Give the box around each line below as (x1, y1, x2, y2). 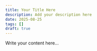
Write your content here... (5, 40, 59, 46)
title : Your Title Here (5, 7, 56, 13)
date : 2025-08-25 (5, 17, 42, 22)
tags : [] (5, 21, 24, 27)
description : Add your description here (5, 12, 92, 17)
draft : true (5, 26, 30, 31)
